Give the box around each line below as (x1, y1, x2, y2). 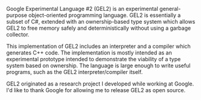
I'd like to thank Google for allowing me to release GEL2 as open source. (6, 87, 186, 93)
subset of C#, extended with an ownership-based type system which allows (6, 18, 196, 25)
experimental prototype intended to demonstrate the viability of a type (6, 56, 181, 62)
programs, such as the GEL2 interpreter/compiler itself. (6, 68, 143, 75)
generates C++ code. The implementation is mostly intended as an (6, 49, 172, 56)
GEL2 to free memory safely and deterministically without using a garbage (6, 24, 191, 32)
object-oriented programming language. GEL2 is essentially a (28, 12, 181, 19)
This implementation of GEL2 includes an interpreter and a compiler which (6, 42, 191, 50)
